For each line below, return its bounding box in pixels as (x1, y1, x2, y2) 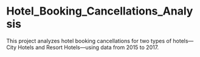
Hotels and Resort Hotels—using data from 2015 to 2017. (18, 44, 159, 51)
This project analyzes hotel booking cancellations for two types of (6, 37, 172, 44)
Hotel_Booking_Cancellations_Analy (6, 4, 193, 18)
